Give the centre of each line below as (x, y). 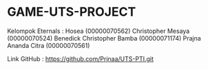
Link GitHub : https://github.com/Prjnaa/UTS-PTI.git (80, 58)
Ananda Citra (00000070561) (49, 45)
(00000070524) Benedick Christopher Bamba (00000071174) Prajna (104, 38)
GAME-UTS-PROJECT (72, 12)
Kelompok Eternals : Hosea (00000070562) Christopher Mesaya (98, 31)
